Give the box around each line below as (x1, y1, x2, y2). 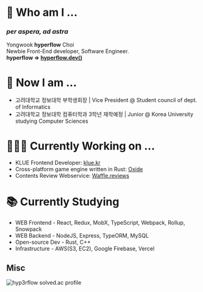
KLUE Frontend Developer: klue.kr (15, 159, 101, 167)
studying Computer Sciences (15, 117, 88, 125)
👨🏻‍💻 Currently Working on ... (6, 139, 155, 153)
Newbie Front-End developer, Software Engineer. (6, 48, 129, 55)
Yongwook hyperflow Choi (6, 41, 74, 48)
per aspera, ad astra (6, 27, 68, 36)
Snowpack (15, 225, 42, 233)
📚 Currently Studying (6, 195, 119, 208)
